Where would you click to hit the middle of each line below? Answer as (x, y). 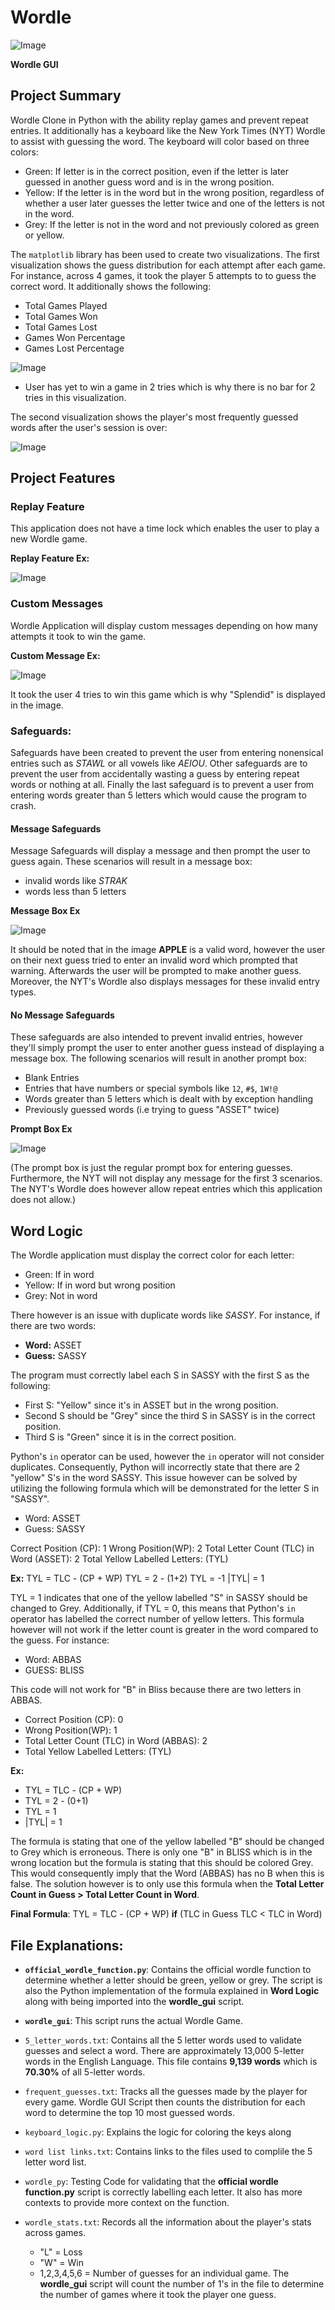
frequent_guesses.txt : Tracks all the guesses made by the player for (166, 2092)
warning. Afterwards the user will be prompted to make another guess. (156, 971)
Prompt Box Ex (41, 1129)
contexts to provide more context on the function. (127, 2203)
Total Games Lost (61, 327)
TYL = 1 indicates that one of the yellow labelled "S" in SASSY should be (159, 1598)
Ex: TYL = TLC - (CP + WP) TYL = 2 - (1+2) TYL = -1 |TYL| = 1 (137, 1578)
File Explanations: (67, 1945)
